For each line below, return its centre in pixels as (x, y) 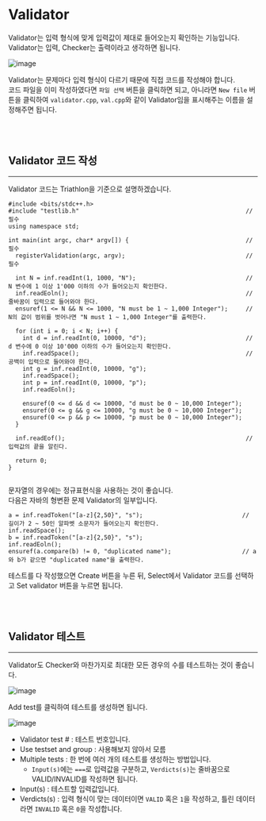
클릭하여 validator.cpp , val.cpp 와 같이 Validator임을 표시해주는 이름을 (134, 99)
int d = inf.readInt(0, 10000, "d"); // (138, 338)
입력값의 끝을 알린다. (38, 446)
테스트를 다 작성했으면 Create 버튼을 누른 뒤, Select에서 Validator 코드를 (121, 575)
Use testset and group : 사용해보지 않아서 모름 (93, 749)
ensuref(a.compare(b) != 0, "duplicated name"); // (129, 551)
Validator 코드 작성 (53, 161)
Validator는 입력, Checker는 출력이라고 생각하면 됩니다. (94, 47)
